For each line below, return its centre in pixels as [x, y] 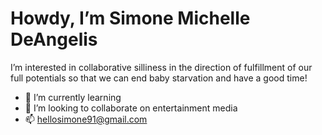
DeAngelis [54, 39]
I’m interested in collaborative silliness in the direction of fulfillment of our [161, 67]
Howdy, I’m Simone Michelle [130, 18]
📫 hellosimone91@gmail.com [86, 119]
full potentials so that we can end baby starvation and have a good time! [159, 78]
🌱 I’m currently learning [73, 97]
